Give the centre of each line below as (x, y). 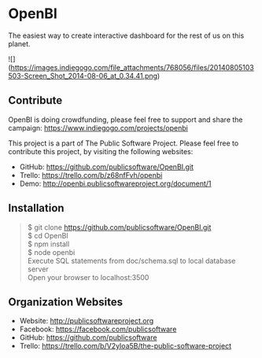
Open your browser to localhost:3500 (88, 277)
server (38, 269)
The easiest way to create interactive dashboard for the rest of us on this (126, 35)
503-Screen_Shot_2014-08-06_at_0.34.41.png (83, 76)
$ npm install (48, 244)
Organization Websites (66, 302)
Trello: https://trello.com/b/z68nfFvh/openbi (91, 175)
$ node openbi (51, 252)
